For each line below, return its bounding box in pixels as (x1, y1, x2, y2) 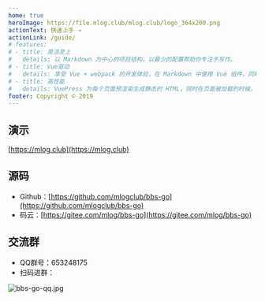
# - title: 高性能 (8, 77, 65, 85)
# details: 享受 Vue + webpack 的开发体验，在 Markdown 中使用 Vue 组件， (8, 70, 248, 78)
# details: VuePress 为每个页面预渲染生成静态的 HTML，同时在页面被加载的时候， (8, 84, 256, 93)
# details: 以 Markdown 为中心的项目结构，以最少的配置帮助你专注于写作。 (8, 56, 237, 64)
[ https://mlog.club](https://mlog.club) (8, 145, 129, 154)
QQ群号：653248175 (19, 258, 88, 267)
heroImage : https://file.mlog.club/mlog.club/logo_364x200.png (8, 19, 221, 27)
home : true (8, 11, 44, 20)
